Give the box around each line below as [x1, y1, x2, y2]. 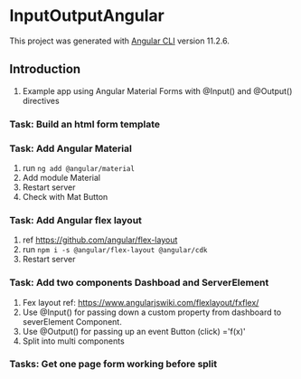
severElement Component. [22, 316, 122, 327]
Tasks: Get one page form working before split [9, 358, 218, 371]
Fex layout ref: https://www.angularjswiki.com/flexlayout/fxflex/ [22, 297, 259, 308]
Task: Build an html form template [9, 118, 161, 130]
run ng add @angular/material [22, 162, 136, 173]
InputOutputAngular [9, 5, 165, 26]
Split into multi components [22, 336, 125, 346]
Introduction [9, 62, 81, 77]
